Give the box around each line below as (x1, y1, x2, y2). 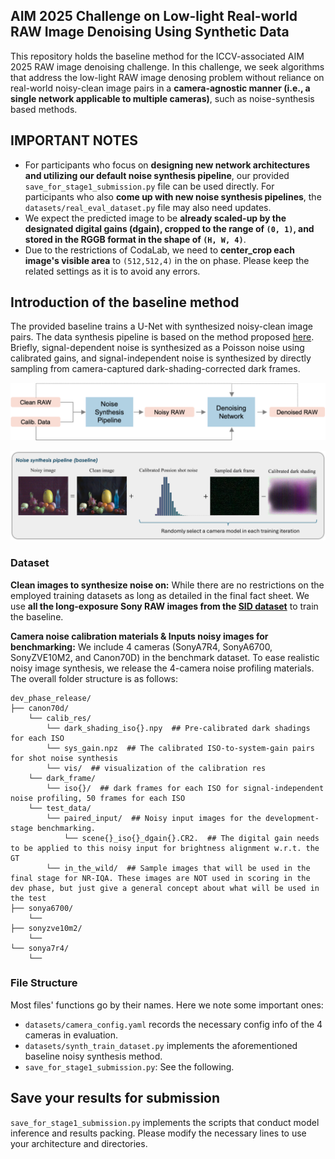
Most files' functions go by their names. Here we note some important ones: (10, 999, 324, 1011)
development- (265, 813, 320, 823)
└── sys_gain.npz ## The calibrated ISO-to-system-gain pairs (46, 743, 315, 753)
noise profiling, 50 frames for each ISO (10, 793, 186, 803)
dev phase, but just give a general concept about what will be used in (10, 883, 320, 893)
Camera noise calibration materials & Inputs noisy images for (10, 630, 269, 642)
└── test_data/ (28, 803, 92, 813)
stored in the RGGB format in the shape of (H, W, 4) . (24, 233, 247, 245)
